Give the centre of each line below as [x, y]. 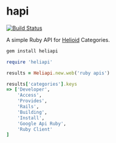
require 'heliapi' [29, 62]
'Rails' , [28, 107]
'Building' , [32, 112]
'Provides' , [32, 101]
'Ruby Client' [35, 129]
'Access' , [30, 96]
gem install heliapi [32, 51]
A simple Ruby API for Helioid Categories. [58, 40]
